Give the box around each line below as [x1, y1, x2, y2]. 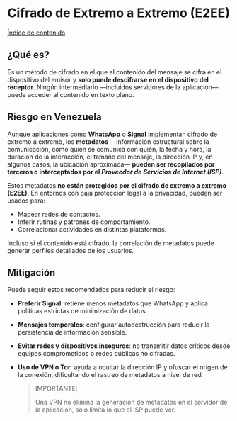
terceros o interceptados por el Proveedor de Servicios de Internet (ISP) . [7, 167, 224, 176]
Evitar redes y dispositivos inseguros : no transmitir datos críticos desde [17, 342, 231, 350]
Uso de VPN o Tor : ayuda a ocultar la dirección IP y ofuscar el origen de [17, 363, 228, 371]
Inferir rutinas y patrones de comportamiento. [17, 218, 151, 226]
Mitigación [7, 266, 56, 279]
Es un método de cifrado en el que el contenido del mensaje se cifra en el [7, 67, 222, 76]
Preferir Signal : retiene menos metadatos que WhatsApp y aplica [17, 299, 209, 308]
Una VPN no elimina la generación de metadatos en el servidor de [35, 398, 228, 407]
